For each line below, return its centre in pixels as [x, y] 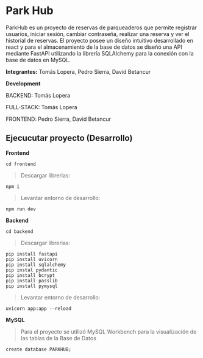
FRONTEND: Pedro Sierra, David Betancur [58, 119]
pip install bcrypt [30, 275]
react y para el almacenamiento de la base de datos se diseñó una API [94, 47]
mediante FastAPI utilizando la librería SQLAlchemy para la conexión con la [100, 53]
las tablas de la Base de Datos [59, 338]
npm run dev [21, 209]
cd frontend [21, 164]
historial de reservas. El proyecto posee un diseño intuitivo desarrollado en [99, 40]
